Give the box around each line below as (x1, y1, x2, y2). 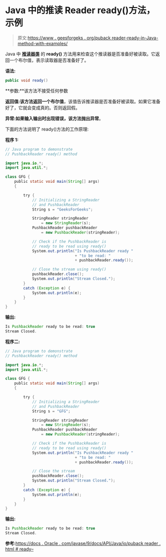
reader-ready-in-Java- (111, 35, 158, 41)
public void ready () (5, 78, 49, 83)
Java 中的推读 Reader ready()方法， (5, 5, 155, 16)
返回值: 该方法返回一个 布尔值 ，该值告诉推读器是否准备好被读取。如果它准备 (5, 98, 160, 104)
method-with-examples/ (17, 40, 68, 46)
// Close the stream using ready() (32, 267, 107, 272)
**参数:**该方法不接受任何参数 (5, 88, 69, 94)
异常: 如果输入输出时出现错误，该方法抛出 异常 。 (5, 115, 104, 121)
